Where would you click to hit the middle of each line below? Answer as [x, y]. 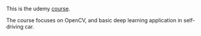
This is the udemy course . [38, 9]
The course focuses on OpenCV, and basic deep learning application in [94, 20]
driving [15, 27]
